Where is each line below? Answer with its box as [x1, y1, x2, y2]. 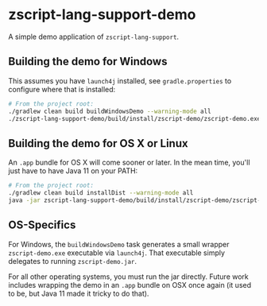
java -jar [8, 196, 41, 204]
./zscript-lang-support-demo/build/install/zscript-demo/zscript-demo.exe [8, 114, 261, 122]
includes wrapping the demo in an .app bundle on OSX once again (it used [8, 280, 252, 289]
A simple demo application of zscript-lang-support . [8, 32, 180, 41]
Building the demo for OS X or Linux [8, 137, 188, 150]
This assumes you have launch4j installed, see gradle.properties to [8, 76, 232, 85]
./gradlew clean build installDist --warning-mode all [8, 189, 194, 197]
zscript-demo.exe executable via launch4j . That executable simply [8, 248, 225, 258]
